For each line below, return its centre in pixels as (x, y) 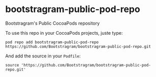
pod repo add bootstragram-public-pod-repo (52, 42)
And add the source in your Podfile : (43, 56)
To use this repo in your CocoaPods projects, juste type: (64, 33)
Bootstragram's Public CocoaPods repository (53, 23)
